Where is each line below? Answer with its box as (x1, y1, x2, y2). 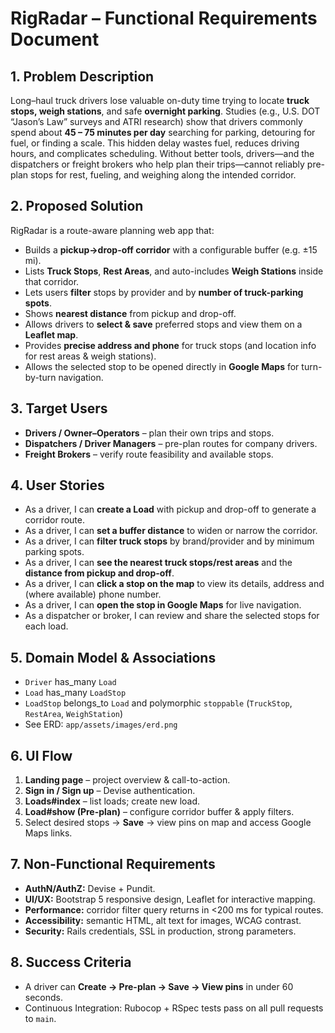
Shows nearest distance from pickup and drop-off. (24, 307, 237, 319)
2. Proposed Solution (10, 198, 144, 215)
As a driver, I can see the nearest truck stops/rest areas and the (24, 557, 293, 569)
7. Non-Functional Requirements (10, 856, 216, 873)
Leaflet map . (24, 328, 79, 341)
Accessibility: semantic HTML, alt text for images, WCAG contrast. (24, 914, 302, 926)
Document (10, 28, 100, 51)
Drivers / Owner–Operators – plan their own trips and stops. (24, 427, 275, 439)
